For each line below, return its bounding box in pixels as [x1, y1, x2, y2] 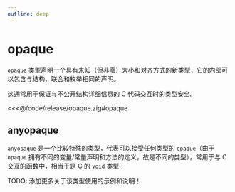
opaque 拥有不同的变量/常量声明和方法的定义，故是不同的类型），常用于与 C [7, 153, 228, 161]
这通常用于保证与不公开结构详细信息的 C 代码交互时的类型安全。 [7, 90, 197, 98]
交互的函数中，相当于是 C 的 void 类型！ [7, 161, 126, 171]
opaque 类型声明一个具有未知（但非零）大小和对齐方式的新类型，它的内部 [7, 65, 222, 74]
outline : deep [7, 10, 50, 18]
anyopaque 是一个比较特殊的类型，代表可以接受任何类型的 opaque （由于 [7, 144, 215, 153]
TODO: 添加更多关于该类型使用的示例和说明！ [7, 177, 142, 186]
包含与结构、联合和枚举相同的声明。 [13, 74, 120, 82]
